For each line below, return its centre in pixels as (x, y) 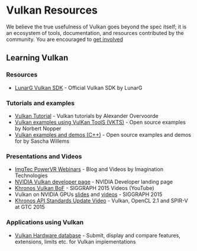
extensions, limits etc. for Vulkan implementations (75, 242)
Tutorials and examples (41, 103)
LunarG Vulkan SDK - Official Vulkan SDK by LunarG (78, 88)
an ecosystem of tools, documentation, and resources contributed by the (95, 33)
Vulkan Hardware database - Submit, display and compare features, (97, 235)
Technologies (31, 176)
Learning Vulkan (37, 58)
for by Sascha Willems (42, 141)
